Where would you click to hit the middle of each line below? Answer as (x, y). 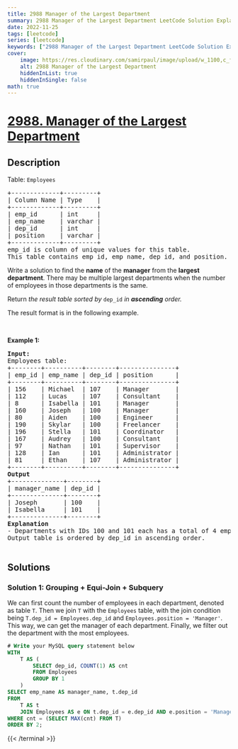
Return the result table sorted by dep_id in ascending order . (95, 299)
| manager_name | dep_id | (54, 489)
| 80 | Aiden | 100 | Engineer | (93, 418)
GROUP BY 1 (49, 679)
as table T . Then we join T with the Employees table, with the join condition (114, 610)
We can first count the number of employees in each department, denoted (116, 602)
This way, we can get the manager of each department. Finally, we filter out (118, 625)
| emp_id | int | (54, 214)
